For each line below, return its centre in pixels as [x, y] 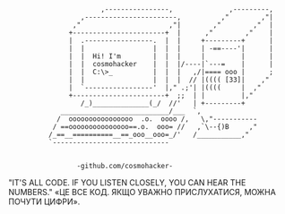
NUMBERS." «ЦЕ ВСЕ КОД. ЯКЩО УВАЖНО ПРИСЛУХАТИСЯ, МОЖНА [142, 192]
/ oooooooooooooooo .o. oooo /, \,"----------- [156, 119]
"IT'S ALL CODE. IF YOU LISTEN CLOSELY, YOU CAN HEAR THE [127, 183]
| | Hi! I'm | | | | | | [171, 56]
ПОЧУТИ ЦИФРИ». [44, 201]
